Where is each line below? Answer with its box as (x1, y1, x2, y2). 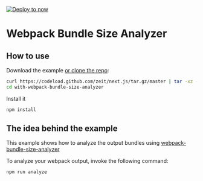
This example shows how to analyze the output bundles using (6, 139, 160, 147)
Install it (6, 95, 26, 102)
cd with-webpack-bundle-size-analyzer (6, 84, 104, 90)
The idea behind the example (6, 124, 118, 134)
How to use (6, 51, 50, 61)
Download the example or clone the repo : (6, 67, 109, 74)
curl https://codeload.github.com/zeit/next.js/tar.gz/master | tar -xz (6, 78, 193, 84)
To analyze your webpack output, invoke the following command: (6, 157, 169, 165)
